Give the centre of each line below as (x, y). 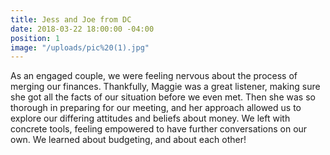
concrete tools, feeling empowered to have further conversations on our (159, 129)
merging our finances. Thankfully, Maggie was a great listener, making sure (165, 87)
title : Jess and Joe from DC (71, 19)
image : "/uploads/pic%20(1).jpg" (80, 47)
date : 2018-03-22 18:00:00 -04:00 (82, 29)
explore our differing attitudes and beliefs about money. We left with (150, 118)
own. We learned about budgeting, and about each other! (128, 140)
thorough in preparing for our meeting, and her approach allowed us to (156, 108)
